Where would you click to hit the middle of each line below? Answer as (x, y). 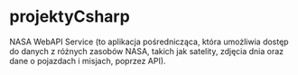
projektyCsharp (70, 17)
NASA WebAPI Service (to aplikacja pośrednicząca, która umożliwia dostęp (149, 42)
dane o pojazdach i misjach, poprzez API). (88, 61)
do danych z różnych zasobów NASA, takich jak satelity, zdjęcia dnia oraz (147, 51)
